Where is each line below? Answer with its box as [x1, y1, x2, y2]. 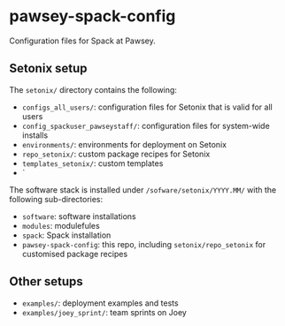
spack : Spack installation [21, 230, 112, 240]
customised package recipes [21, 248, 128, 259]
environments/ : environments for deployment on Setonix [21, 139, 227, 149]
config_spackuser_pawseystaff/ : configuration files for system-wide [21, 120, 270, 131]
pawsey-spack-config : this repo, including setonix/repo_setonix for [21, 239, 266, 249]
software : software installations [21, 210, 137, 222]
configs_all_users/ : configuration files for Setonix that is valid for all [21, 102, 273, 112]
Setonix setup [9, 61, 88, 76]
